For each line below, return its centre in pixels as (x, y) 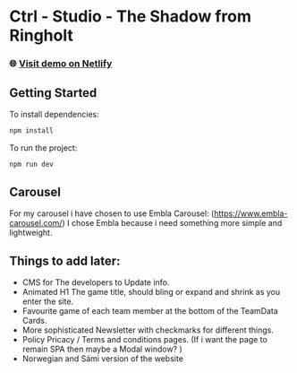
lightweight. (31, 233)
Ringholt (41, 35)
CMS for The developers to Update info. (96, 282)
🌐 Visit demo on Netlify (61, 64)
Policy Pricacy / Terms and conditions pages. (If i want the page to (145, 340)
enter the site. (48, 301)
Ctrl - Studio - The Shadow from (131, 17)
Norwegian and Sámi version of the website (102, 359)
